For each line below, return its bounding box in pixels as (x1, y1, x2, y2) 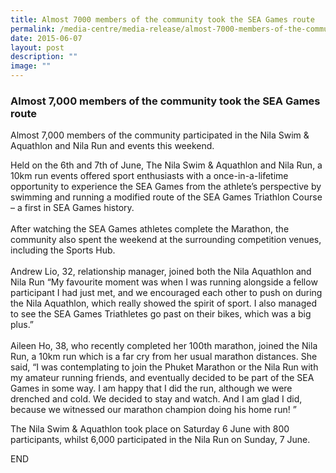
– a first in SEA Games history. (10, 202, 135, 214)
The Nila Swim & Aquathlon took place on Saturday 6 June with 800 (10, 423, 290, 435)
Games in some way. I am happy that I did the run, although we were (10, 382, 293, 395)
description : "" (10, 52, 78, 62)
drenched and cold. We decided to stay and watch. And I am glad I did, (10, 393, 303, 405)
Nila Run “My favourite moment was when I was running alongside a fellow (10, 276, 318, 288)
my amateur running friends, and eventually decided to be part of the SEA (10, 372, 315, 384)
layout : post (10, 42, 65, 53)
